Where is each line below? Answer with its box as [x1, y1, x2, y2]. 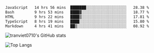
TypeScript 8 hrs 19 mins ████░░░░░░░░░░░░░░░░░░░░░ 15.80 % [5, 19, 149, 24]
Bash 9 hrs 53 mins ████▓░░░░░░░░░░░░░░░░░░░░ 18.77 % [5, 9, 149, 15]
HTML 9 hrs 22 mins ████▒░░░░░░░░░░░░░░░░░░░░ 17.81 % [5, 14, 149, 19]
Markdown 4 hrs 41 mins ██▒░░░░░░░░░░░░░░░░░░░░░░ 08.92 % [5, 23, 149, 29]
